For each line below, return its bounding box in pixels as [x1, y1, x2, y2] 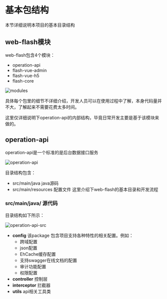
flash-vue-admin [12, 67, 47, 73]
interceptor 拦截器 [12, 282, 51, 288]
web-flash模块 [5, 38, 51, 46]
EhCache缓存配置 [19, 251, 56, 257]
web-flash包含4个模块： [5, 52, 55, 58]
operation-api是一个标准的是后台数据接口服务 [5, 149, 98, 155]
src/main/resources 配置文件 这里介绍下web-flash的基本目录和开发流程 [12, 186, 159, 192]
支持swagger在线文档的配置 [19, 257, 77, 263]
